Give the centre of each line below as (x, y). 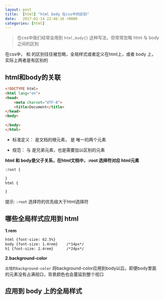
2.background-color (26, 258)
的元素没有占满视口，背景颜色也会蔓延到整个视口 (54, 274)
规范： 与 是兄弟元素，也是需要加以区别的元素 (59, 150)
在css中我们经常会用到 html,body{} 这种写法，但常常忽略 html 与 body (88, 38)
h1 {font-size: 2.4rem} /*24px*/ (45, 249)
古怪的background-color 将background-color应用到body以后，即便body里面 (81, 268)
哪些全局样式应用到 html (42, 219)
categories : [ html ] (25, 23)
